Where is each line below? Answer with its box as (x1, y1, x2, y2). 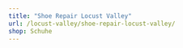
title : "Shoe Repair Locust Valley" (8, 11, 132, 20)
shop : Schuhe (8, 27, 53, 35)
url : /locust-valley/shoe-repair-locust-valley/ (8, 20, 176, 28)
